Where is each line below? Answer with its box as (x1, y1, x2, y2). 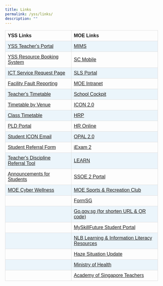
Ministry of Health (73, 262, 112, 268)
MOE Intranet (73, 81, 103, 86)
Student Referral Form (8, 144, 56, 151)
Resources (73, 241, 98, 247)
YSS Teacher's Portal (8, 43, 54, 49)
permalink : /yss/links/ (5, 12, 53, 17)
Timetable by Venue (8, 102, 51, 108)
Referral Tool (8, 161, 35, 167)
